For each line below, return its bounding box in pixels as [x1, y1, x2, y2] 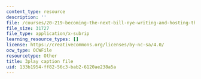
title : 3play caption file [6, 58, 74, 64]
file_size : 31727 [6, 25, 50, 31]
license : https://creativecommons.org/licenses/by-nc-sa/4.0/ [6, 42, 165, 48]
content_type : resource [6, 8, 66, 15]
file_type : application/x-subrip [6, 31, 90, 37]
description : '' [6, 14, 47, 20]
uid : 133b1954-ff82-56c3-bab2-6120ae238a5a [6, 64, 117, 70]
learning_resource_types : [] [6, 36, 79, 42]
